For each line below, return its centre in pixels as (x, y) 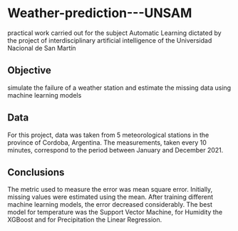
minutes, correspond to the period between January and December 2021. (115, 150)
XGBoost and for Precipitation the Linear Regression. (85, 220)
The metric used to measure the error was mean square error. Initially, (110, 190)
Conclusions (36, 172)
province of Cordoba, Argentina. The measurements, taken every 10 (107, 142)
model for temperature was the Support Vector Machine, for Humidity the (115, 212)
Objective (30, 70)
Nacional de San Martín (42, 48)
